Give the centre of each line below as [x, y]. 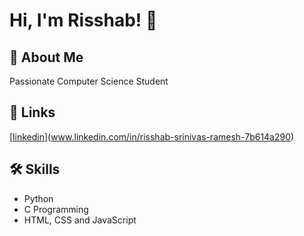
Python [38, 198]
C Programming [56, 209]
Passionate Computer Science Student [89, 81]
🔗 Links [32, 112]
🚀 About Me [46, 57]
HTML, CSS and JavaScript [80, 220]
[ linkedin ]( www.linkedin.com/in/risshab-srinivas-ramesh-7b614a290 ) [152, 136]
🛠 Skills [35, 169]
